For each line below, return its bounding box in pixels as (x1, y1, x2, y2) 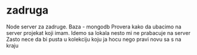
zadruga (6, 4, 49, 17)
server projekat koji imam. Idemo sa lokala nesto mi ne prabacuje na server (6, 29, 191, 36)
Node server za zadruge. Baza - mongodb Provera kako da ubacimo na (6, 23, 182, 30)
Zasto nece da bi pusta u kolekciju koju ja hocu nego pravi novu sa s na (6, 35, 181, 43)
